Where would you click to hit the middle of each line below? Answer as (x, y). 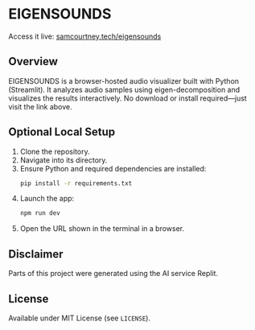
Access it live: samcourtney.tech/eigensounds (85, 36)
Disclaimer (36, 254)
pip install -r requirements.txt (76, 183)
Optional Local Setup (62, 132)
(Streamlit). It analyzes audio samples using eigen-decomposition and (124, 89)
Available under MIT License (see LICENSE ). (80, 318)
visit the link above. (40, 106)
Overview (33, 62)
